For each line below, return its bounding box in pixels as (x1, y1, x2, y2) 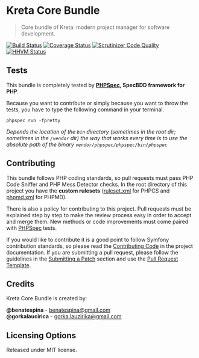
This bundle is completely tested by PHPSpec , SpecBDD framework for (6, 81, 185, 88)
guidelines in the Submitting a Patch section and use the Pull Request (6, 255, 178, 262)
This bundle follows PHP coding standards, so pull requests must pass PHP (6, 174, 194, 181)
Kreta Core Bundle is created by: (6, 295, 87, 302)
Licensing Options (6, 330, 77, 341)
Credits (6, 279, 35, 289)
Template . (6, 261, 31, 268)
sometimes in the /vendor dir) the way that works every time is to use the (6, 134, 188, 141)
